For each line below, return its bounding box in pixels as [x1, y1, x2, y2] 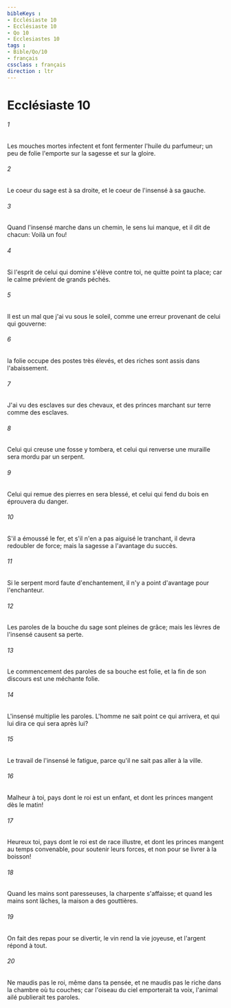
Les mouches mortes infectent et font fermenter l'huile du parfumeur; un [7, 142, 213, 150]
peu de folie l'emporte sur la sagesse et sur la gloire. [7, 149, 156, 157]
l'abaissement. [7, 364, 49, 372]
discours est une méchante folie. [7, 675, 100, 683]
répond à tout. [7, 941, 47, 949]
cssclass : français [7, 61, 67, 68]
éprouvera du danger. [7, 497, 69, 505]
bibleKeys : [7, 10, 41, 17]
